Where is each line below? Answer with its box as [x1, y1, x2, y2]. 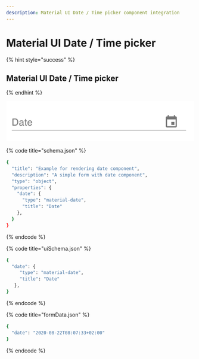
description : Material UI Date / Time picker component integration [6, 10, 180, 16]
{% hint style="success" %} [6, 56, 76, 63]
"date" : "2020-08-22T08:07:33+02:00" [11, 330, 105, 336]
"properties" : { [11, 184, 52, 191]
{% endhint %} [6, 89, 43, 96]
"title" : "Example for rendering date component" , [11, 165, 140, 172]
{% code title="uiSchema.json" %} [6, 245, 91, 252]
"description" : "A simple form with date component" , [11, 172, 148, 178]
